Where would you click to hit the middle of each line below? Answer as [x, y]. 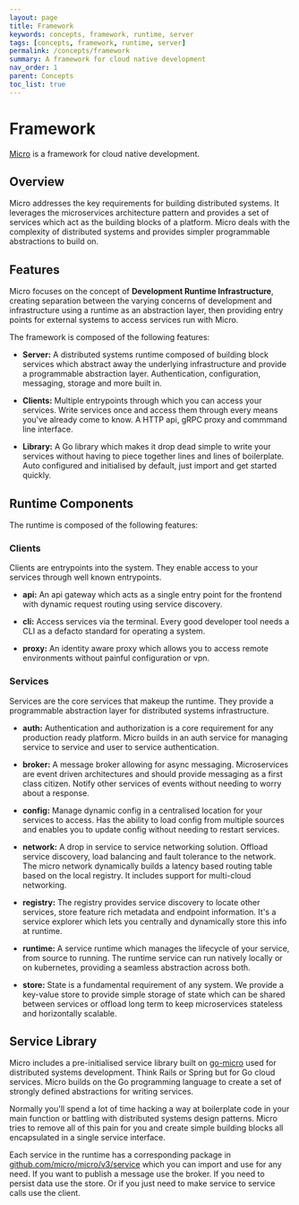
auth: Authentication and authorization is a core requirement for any [148, 728]
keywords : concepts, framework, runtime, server [102, 34]
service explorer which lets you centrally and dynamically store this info [154, 921]
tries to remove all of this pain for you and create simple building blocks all [146, 1128]
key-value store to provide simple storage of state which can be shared [154, 994]
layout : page [34, 17]
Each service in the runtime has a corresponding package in [120, 1155]
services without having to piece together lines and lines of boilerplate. [153, 456]
